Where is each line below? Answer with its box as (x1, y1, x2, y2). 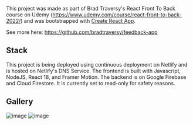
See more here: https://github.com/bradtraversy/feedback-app (6, 29, 158, 36)
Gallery (6, 96, 33, 107)
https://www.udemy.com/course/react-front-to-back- (52, 11, 182, 18)
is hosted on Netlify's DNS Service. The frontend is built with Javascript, (6, 67, 181, 74)
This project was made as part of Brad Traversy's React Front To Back (6, 5, 176, 12)
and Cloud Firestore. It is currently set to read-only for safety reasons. (6, 79, 175, 86)
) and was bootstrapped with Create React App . (20, 18, 136, 24)
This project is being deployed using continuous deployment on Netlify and (6, 61, 188, 68)
